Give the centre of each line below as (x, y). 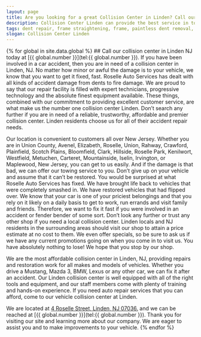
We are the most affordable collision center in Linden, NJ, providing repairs (98, 259)
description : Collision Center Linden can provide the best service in (97, 23)
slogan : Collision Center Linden (48, 34)
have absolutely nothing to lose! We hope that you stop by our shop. (90, 247)
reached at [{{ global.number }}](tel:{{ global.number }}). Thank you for (94, 315)
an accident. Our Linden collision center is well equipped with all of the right (100, 278)
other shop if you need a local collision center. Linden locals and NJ (90, 221)
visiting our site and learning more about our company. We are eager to (94, 321)
